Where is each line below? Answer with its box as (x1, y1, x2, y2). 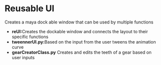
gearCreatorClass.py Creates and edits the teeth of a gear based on (11, 49, 152, 55)
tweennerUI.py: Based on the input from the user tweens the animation (11, 39, 156, 44)
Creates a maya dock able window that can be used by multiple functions (4, 19, 154, 25)
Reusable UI (4, 3, 55, 14)
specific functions (11, 34, 49, 40)
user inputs (11, 54, 35, 60)
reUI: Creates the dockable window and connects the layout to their (11, 28, 148, 34)
